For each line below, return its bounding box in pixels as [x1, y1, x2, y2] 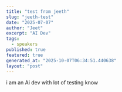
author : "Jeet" [6, 25, 43, 31]
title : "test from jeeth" [6, 8, 69, 15]
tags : [6, 36, 19, 42]
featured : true [6, 52, 43, 58]
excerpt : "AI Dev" [6, 30, 51, 36]
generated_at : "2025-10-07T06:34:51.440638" [6, 57, 117, 63]
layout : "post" [6, 63, 43, 69]
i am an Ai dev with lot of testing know [6, 79, 99, 86]
